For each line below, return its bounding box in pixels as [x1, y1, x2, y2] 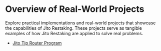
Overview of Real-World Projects [5, 3, 144, 15]
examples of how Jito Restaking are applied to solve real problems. [5, 30, 143, 36]
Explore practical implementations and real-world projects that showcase [5, 20, 156, 26]
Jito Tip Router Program [12, 40, 62, 46]
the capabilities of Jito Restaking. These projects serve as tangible [5, 25, 142, 31]
